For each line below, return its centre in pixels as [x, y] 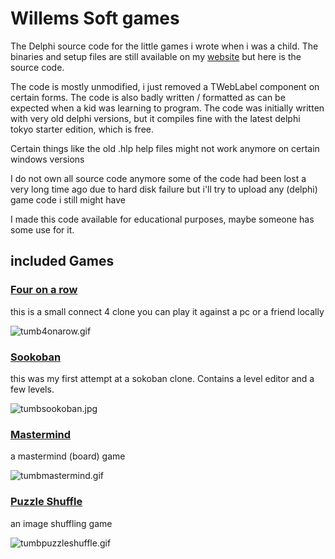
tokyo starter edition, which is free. [82, 129]
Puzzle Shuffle [46, 502]
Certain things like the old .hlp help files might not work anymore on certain [165, 148]
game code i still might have [68, 199]
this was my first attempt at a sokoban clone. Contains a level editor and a [162, 378]
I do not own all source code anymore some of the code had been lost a [158, 178]
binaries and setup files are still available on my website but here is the [156, 56]
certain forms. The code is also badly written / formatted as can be [148, 97]
